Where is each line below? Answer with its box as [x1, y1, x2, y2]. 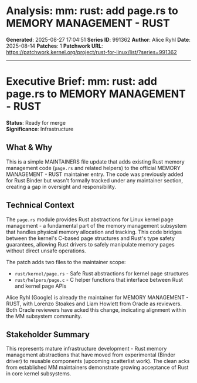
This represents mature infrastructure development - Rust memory [6, 345, 167, 352]
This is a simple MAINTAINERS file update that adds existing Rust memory [6, 158, 185, 165]
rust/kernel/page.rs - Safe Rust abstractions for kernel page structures [14, 269, 189, 277]
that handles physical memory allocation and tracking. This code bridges [6, 228, 182, 235]
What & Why [6, 142, 53, 152]
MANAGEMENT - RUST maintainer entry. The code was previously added [6, 171, 184, 178]
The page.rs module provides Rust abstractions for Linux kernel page [6, 216, 174, 223]
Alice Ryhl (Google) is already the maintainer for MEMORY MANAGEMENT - [6, 294, 189, 301]
